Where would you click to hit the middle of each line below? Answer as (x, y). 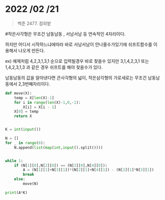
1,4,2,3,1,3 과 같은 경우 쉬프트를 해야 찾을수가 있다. (54, 67)
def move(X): (19, 93)
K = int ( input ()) (23, 129)
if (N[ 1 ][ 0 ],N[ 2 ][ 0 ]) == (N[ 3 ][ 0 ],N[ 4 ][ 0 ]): (61, 165)
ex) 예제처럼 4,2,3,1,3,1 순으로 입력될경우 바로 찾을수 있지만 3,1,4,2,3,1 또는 (77, 61)
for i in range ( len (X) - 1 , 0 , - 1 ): (47, 102)
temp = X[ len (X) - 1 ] (34, 98)
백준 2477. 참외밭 (34, 23)
